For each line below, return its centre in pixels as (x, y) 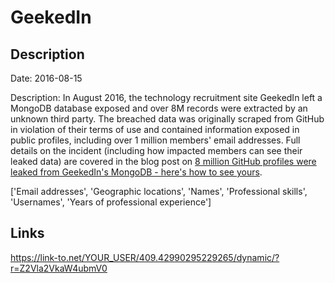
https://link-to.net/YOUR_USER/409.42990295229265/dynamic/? (145, 257)
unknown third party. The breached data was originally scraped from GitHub (167, 119)
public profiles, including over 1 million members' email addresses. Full (155, 140)
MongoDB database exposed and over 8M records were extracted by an (159, 108)
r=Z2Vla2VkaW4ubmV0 (59, 268)
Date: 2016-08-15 (46, 78)
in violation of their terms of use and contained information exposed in (155, 129)
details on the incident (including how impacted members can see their (156, 150)
